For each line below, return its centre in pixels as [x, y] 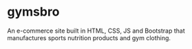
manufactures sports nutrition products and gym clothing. [89, 37]
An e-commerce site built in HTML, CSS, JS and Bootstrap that [96, 31]
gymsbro [33, 12]
